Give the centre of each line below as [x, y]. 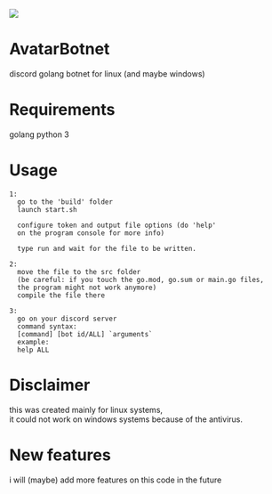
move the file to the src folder [79, 271]
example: [33, 342]
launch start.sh [47, 209]
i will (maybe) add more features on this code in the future [116, 480]
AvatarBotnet [60, 49]
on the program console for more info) [91, 233]
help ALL [33, 350]
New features [60, 455]
